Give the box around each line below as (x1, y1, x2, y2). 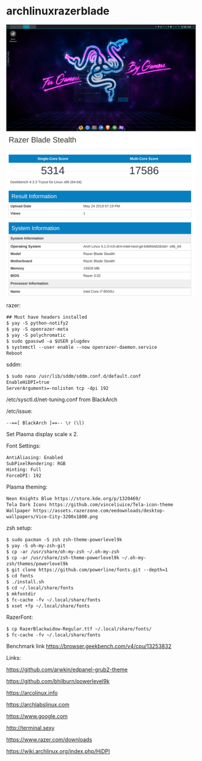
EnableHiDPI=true (6, 380, 50, 386)
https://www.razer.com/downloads (6, 736, 93, 744)
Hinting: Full (6, 467, 42, 473)
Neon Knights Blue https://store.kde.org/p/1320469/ (6, 496, 141, 502)
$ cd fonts (6, 573, 34, 579)
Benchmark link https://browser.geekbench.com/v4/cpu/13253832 (6, 643, 172, 650)
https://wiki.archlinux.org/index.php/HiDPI (6, 748, 110, 755)
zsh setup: (6, 524, 32, 531)
